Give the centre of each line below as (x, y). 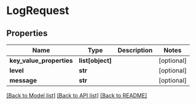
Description (135, 50)
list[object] (95, 60)
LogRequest (38, 11)
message (23, 80)
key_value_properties (41, 60)
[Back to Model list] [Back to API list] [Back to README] (77, 96)
